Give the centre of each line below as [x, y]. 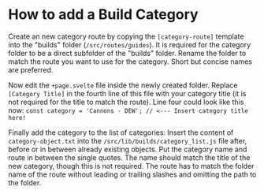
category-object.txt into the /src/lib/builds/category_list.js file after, [128, 140]
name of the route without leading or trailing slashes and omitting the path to [132, 174]
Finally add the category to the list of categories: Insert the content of [121, 132]
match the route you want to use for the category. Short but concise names [130, 62]
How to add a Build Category [103, 15]
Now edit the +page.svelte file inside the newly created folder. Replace [123, 85]
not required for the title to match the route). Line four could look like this [126, 102]
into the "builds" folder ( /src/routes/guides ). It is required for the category [130, 44]
